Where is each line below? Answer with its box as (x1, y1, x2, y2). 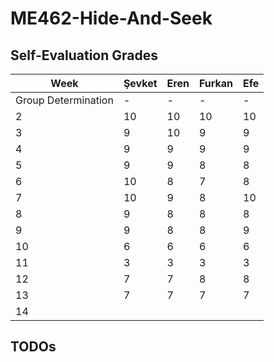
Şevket (123, 77, 158, 90)
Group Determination (15, 93, 114, 107)
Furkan (198, 77, 234, 90)
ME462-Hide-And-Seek (10, 7, 213, 30)
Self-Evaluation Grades (10, 47, 159, 64)
